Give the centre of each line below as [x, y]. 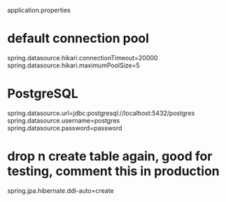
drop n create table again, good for [110, 156]
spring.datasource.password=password [65, 128]
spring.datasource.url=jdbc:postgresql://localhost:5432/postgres [101, 113]
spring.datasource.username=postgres [64, 120]
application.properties [39, 10]
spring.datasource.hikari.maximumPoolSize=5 [73, 65]
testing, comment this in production [114, 171]
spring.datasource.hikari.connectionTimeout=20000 [83, 58]
